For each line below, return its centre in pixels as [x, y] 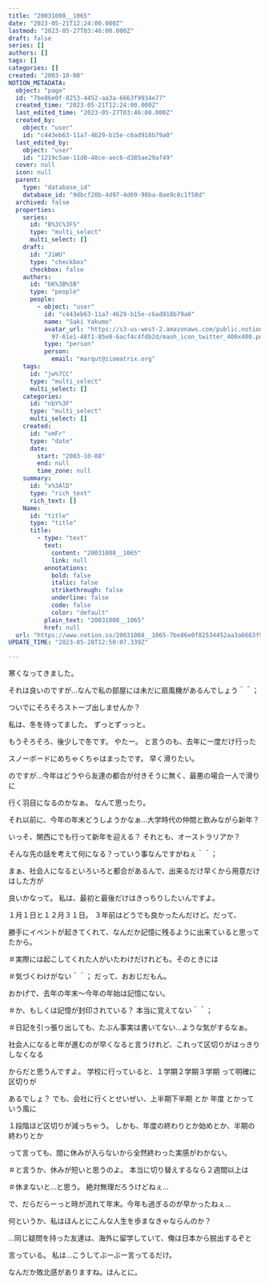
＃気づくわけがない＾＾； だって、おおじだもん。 [90, 977]
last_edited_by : [42, 142]
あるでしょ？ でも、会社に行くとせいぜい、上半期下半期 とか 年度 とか [124, 1099]
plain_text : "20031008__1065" [94, 620]
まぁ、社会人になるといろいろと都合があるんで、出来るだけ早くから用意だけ [134, 871]
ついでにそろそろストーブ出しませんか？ [75, 708]
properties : [36, 209]
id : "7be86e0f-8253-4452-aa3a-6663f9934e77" [91, 98]
